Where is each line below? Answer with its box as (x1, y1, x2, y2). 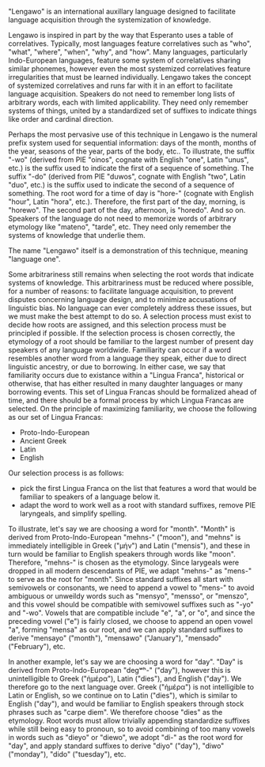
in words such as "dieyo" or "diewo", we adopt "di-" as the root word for (8, 733, 244, 742)
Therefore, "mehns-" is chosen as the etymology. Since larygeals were (8, 557, 240, 567)
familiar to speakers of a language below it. (19, 492, 161, 501)
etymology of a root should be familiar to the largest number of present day (8, 337, 254, 346)
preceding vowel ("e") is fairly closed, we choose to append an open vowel (8, 617, 253, 625)
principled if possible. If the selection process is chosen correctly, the (8, 328, 236, 338)
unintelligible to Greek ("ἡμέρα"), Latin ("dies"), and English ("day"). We (8, 674, 242, 683)
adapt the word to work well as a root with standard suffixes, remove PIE (19, 501, 256, 509)
